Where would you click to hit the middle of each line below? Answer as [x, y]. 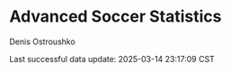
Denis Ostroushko [43, 41]
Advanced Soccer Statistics [115, 17]
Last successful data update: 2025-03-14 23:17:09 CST [112, 59]
